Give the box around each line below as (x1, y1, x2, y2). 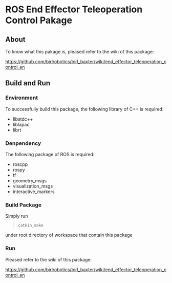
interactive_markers (12, 188, 55, 195)
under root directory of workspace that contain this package (5, 232, 133, 238)
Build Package (5, 201, 42, 209)
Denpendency (5, 140, 41, 147)
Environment (5, 94, 38, 101)
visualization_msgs (12, 183, 53, 189)
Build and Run (5, 79, 50, 88)
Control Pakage (5, 14, 73, 26)
